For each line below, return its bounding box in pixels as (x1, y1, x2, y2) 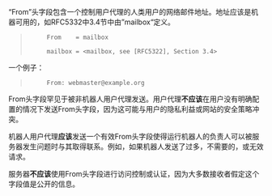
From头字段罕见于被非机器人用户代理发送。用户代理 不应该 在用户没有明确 (8, 94, 253, 104)
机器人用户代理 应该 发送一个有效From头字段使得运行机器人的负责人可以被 (8, 132, 253, 141)
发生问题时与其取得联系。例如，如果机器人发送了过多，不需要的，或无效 (22, 142, 264, 151)
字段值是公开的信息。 (8, 179, 79, 189)
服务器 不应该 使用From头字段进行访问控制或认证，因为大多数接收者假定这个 (8, 169, 260, 178)
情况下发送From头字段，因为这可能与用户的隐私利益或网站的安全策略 (22, 104, 253, 113)
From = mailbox (46, 33, 109, 41)
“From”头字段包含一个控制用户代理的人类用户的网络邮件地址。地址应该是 (8, 7, 252, 16)
